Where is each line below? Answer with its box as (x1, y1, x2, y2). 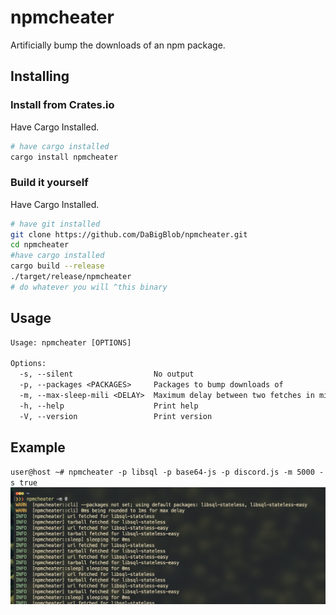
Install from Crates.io (10, 98, 115, 112)
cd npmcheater (10, 240, 70, 250)
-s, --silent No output (19, 369, 195, 380)
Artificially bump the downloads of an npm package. (10, 39, 226, 51)
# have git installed (10, 219, 101, 229)
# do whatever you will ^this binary (10, 282, 168, 292)
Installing (10, 68, 70, 85)
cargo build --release (10, 261, 105, 271)
